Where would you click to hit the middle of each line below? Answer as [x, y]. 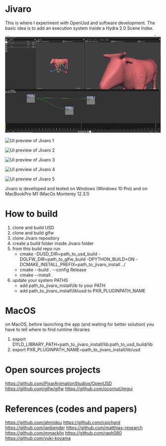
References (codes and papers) [71, 409]
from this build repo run [36, 248]
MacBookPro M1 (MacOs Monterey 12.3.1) [47, 194]
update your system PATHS [40, 280]
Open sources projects [53, 370]
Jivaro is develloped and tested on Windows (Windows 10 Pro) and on [76, 188]
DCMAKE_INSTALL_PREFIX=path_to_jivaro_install [70, 264]
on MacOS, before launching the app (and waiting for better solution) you [80, 324]
